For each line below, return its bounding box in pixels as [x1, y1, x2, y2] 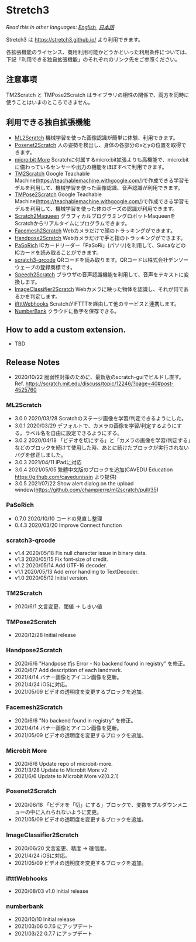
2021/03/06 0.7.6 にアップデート [14, 923, 94, 930]
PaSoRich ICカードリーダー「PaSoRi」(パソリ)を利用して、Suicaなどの [14, 241, 186, 249]
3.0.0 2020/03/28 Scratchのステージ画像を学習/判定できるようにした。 [14, 415, 187, 422]
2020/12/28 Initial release [14, 631, 76, 638]
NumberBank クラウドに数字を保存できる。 [14, 307, 120, 314]
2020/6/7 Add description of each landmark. [14, 666, 123, 673]
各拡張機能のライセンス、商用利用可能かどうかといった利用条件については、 [6, 48, 191, 56]
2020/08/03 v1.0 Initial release [14, 888, 89, 895]
